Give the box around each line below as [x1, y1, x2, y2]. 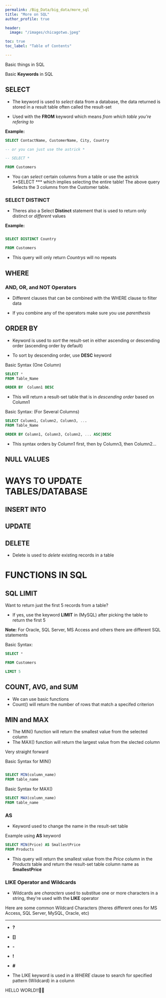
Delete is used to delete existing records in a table [12, 552, 115, 558]
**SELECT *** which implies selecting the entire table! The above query [12, 179, 160, 185]
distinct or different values [12, 213, 66, 219]
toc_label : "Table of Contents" [5, 44, 72, 49]
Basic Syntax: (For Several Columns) [5, 409, 80, 415]
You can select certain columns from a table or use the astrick [12, 174, 139, 180]
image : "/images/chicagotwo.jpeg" [9, 30, 81, 35]
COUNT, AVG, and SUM [5, 683, 78, 691]
